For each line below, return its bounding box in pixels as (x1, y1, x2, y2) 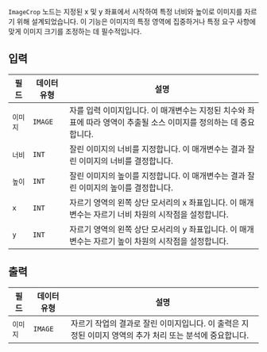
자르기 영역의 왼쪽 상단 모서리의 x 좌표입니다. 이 (68, 197, 238, 208)
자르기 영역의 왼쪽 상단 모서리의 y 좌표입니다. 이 (68, 224, 238, 235)
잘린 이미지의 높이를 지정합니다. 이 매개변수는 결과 (68, 170, 246, 181)
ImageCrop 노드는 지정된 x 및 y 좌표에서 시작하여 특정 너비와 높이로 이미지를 (8, 7, 243, 16)
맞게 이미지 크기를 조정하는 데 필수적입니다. (8, 27, 142, 36)
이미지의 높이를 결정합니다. (78, 182, 173, 193)
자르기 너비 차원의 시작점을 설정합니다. (93, 209, 229, 220)
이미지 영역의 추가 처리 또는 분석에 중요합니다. (87, 330, 249, 341)
